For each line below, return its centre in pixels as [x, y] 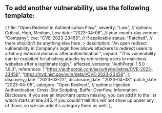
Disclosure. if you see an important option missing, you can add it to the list [81, 95]
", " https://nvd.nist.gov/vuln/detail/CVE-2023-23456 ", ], [74, 74]
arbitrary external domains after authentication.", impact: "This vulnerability [81, 53]
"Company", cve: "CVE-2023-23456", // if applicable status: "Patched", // [79, 38]
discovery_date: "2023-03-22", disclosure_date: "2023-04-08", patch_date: [81, 79]
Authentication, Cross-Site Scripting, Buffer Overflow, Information [71, 90]
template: [20, 16]
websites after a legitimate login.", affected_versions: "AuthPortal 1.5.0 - [77, 64]
